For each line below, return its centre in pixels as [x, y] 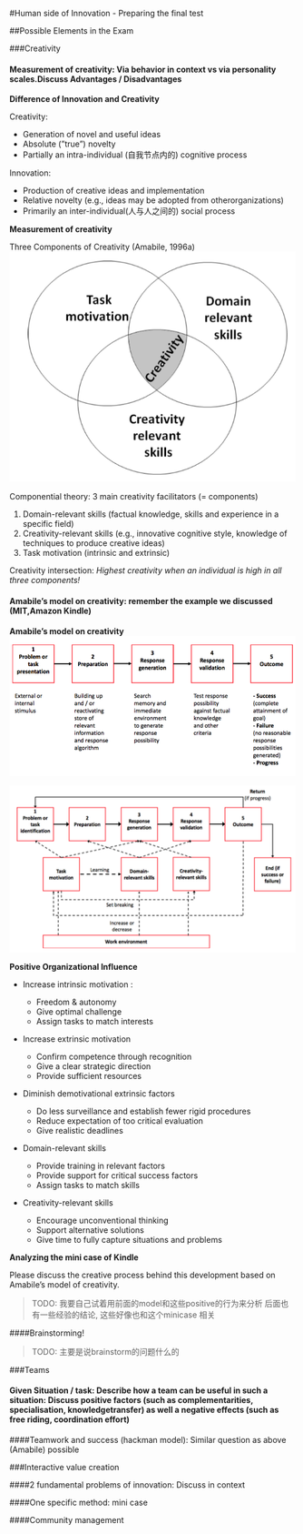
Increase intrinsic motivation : [78, 984]
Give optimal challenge [79, 1011]
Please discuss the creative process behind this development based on [142, 1275]
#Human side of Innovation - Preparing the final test [107, 13]
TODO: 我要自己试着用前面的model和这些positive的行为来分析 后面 [156, 1303]
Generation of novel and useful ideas [92, 135]
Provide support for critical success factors [117, 1175]
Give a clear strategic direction [93, 1066]
